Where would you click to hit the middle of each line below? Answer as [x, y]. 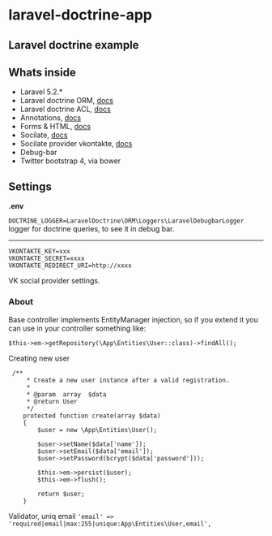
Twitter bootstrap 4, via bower [70, 161]
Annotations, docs [51, 118]
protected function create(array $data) [92, 416]
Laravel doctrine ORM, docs [66, 101]
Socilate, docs [44, 135]
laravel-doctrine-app [80, 15]
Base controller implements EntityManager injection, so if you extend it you [134, 319]
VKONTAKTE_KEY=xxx [39, 252]
